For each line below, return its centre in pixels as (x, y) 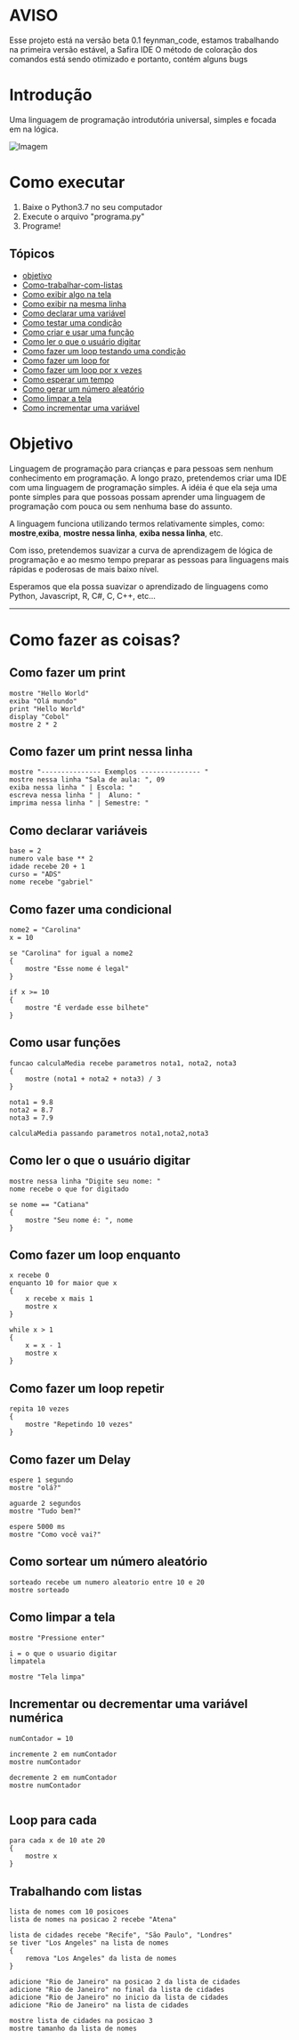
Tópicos (32, 254)
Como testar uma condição (72, 322)
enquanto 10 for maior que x (63, 1283)
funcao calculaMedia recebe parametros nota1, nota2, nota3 (123, 1063)
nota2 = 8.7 (31, 1110)
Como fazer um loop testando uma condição (104, 351)
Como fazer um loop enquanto (95, 1255)
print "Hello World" (48, 708)
